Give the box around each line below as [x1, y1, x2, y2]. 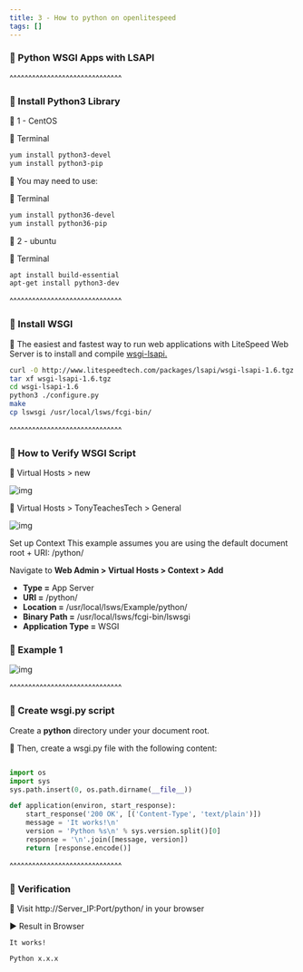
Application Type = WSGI [22, 621, 120, 632]
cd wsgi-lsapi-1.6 [9, 383, 79, 392]
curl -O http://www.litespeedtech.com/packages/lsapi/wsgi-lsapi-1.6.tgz [9, 365, 295, 374]
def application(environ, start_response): [9, 802, 177, 811]
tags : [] [9, 22, 43, 31]
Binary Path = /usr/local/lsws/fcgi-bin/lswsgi [22, 611, 191, 622]
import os [9, 768, 47, 777]
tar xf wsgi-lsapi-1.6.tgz [9, 374, 112, 384]
